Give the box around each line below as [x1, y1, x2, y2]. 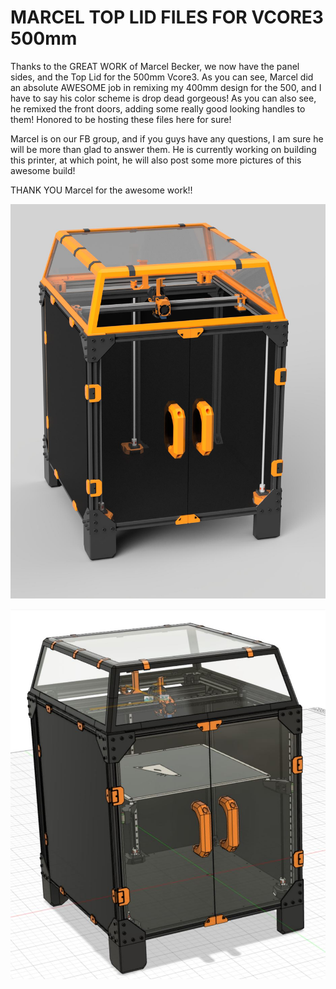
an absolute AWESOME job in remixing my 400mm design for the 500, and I [10, 81, 322, 93]
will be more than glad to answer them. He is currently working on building [10, 143, 317, 155]
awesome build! [10, 164, 76, 176]
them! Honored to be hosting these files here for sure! [10, 113, 232, 125]
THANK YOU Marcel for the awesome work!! [10, 184, 193, 196]
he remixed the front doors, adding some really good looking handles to [10, 102, 306, 115]
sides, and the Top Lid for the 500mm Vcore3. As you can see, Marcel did [10, 71, 314, 83]
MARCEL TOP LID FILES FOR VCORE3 [10, 6, 324, 29]
